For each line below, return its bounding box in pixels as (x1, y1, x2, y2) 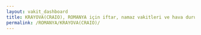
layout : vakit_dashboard (6, 8, 68, 15)
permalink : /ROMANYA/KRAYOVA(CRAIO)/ (6, 20, 100, 26)
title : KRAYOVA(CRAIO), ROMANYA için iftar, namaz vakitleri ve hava (6, 14, 184, 20)
